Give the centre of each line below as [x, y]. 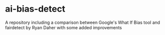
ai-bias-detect [35, 9]
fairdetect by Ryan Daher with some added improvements [64, 27]
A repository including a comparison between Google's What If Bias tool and [82, 22]
